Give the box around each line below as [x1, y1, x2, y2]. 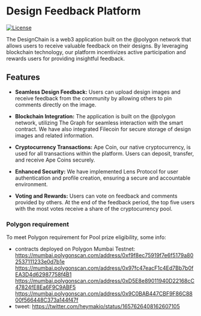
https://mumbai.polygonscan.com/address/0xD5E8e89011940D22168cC [14, 278, 195, 285]
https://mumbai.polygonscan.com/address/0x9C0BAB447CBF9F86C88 [14, 290, 193, 297]
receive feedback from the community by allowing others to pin [14, 94, 172, 102]
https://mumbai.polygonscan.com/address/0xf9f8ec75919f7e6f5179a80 [14, 252, 194, 259]
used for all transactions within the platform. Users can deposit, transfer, [14, 150, 194, 157]
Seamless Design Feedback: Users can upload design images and [14, 88, 181, 96]
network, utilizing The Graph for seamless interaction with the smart [14, 119, 184, 126]
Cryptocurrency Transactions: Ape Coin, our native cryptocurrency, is [14, 143, 191, 151]
